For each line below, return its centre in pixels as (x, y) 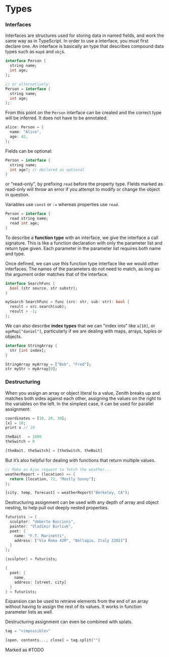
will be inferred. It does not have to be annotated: (56, 118)
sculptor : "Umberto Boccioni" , (43, 522)
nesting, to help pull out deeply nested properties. (57, 508)
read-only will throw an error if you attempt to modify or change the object (82, 190)
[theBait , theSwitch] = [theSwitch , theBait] (54, 451)
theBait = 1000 (23, 437)
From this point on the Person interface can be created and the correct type (83, 113)
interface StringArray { (31, 346)
